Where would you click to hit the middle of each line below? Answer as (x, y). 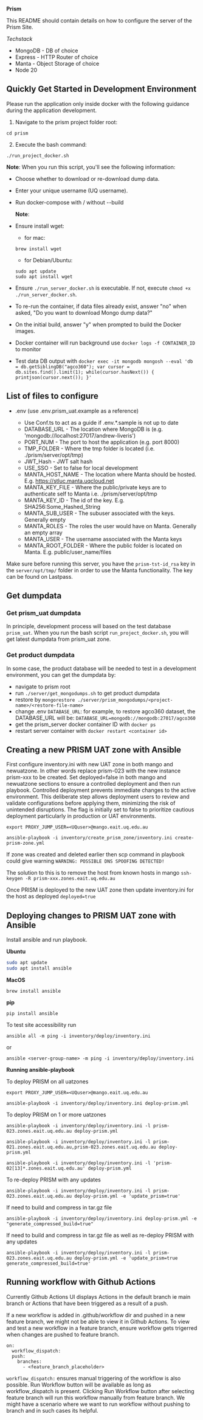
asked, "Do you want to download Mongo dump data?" (84, 312)
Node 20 (26, 70)
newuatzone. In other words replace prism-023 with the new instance (94, 771)
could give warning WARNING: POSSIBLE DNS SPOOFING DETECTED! (85, 861)
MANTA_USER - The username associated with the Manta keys (103, 539)
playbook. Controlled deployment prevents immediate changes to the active (101, 790)
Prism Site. (20, 27)
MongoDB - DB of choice (46, 51)
